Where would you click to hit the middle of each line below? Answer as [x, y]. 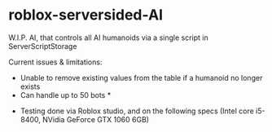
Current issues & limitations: [55, 62]
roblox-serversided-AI [86, 15]
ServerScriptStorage [43, 46]
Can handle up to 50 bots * [66, 95]
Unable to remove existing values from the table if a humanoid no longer [141, 77]
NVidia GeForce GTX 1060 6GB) [95, 119]
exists [30, 86]
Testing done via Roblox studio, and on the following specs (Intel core [137, 111]
